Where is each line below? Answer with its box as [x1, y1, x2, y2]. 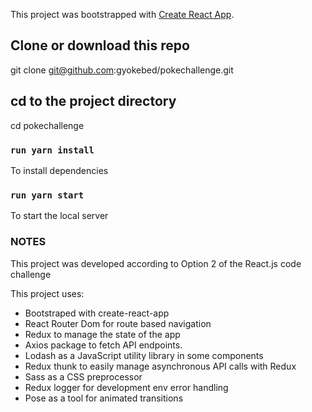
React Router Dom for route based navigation [24, 317, 212, 329]
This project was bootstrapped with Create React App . [10, 9, 235, 20]
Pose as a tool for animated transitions [24, 392, 184, 404]
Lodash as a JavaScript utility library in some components [24, 349, 264, 361]
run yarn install [10, 144, 95, 156]
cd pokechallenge [10, 119, 85, 131]
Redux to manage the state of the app [24, 328, 181, 340]
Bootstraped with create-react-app [24, 307, 170, 319]
